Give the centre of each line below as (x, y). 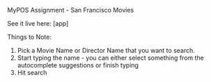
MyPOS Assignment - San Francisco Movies (71, 10)
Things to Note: (30, 37)
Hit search (32, 73)
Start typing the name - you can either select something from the (110, 58)
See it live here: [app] (38, 23)
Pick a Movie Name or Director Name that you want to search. (106, 50)
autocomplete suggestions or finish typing (78, 65)
